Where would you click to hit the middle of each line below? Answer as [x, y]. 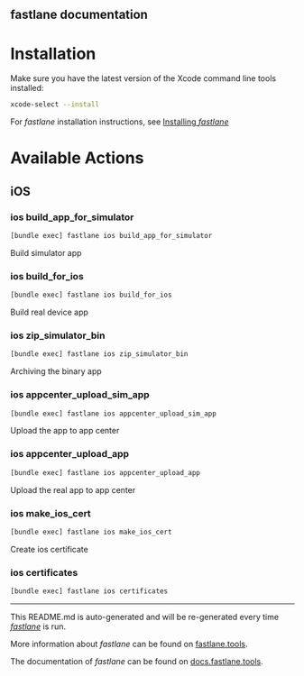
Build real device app [50, 312]
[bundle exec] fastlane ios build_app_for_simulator [111, 236]
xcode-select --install [55, 105]
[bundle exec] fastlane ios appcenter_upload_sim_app [114, 414]
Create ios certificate [49, 549]
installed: [27, 88]
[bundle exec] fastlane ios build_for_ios [91, 295]
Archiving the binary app [56, 371]
